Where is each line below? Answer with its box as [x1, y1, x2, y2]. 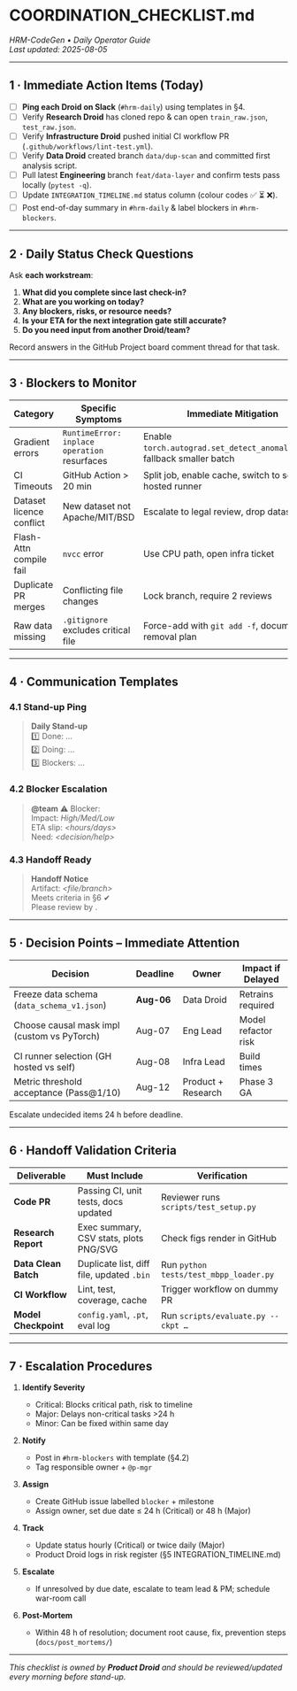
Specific [80, 402, 117, 414]
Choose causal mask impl [13, 1019, 120, 1031]
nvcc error [62, 547, 104, 560]
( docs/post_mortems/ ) [34, 1637, 113, 1648]
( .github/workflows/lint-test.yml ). [21, 141, 153, 151]
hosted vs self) [13, 1061, 76, 1073]
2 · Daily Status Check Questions [9, 246, 194, 261]
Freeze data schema [13, 988, 99, 1000]
